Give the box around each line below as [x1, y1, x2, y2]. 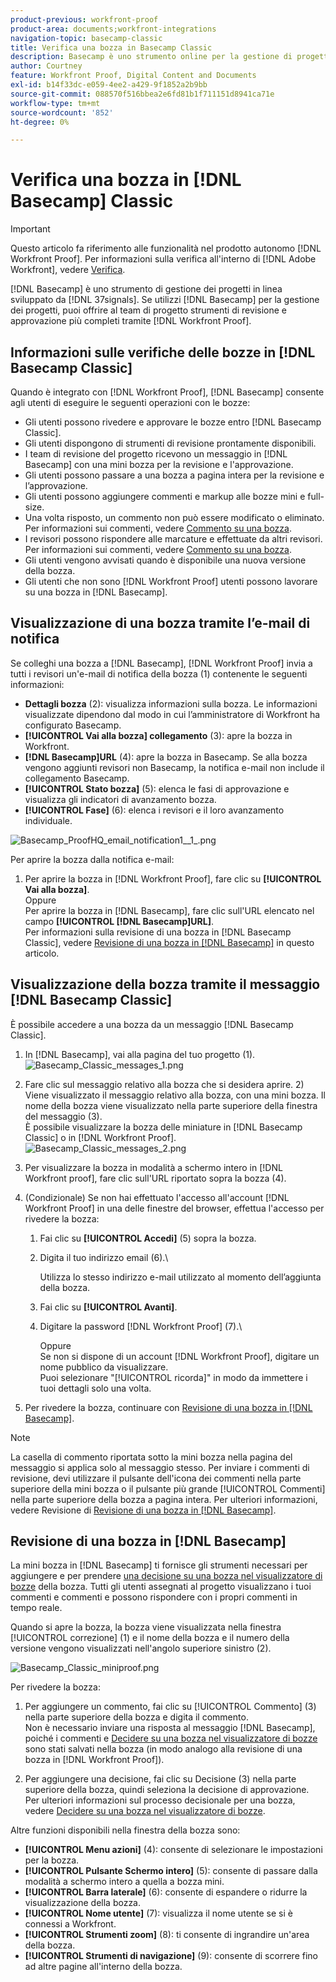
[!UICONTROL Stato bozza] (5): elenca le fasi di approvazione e [24, 782, 290, 795]
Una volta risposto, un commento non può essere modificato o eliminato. [24, 512, 325, 523]
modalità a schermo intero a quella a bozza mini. [24, 1876, 225, 1888]
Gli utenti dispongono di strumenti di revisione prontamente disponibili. [24, 437, 317, 449]
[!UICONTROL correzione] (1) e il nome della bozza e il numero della [10, 1632, 290, 1644]
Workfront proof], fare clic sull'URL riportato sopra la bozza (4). [24, 1172, 287, 1184]
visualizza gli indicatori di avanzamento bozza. [24, 793, 217, 805]
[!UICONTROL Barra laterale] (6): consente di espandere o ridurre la [24, 1886, 308, 1898]
